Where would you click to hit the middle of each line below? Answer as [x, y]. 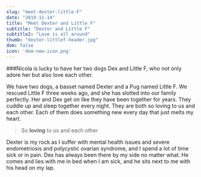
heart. [14, 118]
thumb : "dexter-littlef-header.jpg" [52, 40]
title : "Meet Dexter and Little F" [51, 23]
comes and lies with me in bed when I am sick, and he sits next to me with [98, 161]
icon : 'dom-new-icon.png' [39, 51]
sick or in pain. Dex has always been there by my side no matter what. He [97, 155]
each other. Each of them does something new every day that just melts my [100, 112]
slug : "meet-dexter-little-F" [44, 12]
